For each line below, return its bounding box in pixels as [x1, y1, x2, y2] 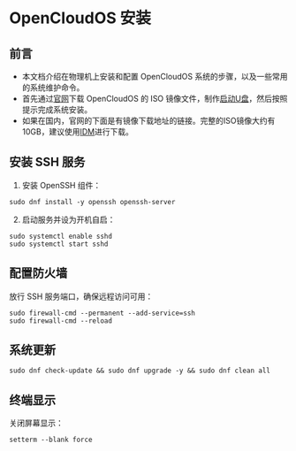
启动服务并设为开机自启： [21, 214, 116, 225]
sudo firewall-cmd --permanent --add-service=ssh [9, 309, 196, 317]
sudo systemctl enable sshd [9, 232, 113, 241]
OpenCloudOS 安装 [9, 8, 152, 28]
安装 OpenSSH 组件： [21, 180, 102, 190]
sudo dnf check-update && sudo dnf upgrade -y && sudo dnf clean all [9, 366, 271, 376]
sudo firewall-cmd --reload [9, 316, 113, 325]
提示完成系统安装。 [21, 104, 93, 115]
